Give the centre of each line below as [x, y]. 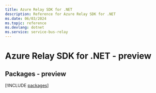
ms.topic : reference [26, 23]
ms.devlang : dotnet [25, 28]
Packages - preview [36, 74]
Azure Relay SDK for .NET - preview [78, 56]
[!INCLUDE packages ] [27, 85]
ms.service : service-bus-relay [37, 32]
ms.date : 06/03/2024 [26, 18]
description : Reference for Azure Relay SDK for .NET [61, 14]
